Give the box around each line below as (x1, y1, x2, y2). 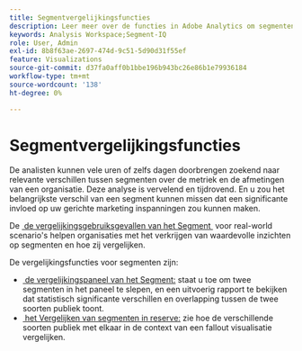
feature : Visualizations (9, 55, 102, 64)
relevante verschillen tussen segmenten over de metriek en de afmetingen (9, 175, 285, 185)
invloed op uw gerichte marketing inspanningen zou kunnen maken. (9, 203, 261, 214)
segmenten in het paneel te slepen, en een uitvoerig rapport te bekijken (22, 284, 288, 295)
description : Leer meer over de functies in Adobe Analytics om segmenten (9, 22, 296, 31)
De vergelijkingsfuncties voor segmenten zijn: (9, 257, 179, 268)
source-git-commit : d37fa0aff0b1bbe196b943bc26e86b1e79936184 (9, 64, 247, 73)
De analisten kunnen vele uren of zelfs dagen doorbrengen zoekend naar (9, 165, 280, 175)
